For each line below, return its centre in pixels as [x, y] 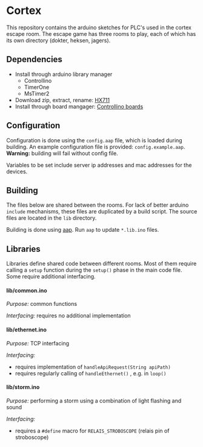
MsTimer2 [37, 93]
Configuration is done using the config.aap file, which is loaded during [95, 140]
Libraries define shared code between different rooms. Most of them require [101, 264]
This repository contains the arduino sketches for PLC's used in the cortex [99, 27]
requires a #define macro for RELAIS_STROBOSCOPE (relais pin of [92, 431]
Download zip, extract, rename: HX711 [62, 100]
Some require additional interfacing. [51, 277]
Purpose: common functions [42, 304]
